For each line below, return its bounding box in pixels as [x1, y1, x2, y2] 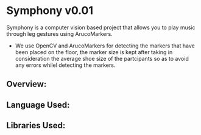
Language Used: [6, 100, 70, 110]
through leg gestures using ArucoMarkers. [6, 30, 113, 37]
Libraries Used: [6, 120, 66, 131]
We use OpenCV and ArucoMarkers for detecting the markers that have [15, 42, 195, 49]
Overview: [6, 79, 47, 89]
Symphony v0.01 [6, 4, 93, 18]
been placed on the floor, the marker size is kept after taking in [15, 48, 173, 55]
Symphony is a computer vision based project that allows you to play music [6, 24, 196, 31]
